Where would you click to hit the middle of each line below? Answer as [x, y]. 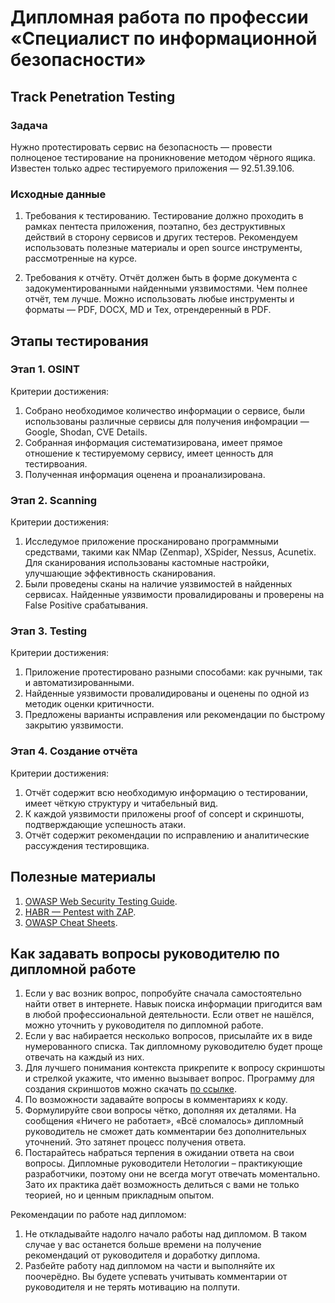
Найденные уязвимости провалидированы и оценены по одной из [167, 693]
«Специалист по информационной [164, 38]
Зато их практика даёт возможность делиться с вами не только [162, 1185]
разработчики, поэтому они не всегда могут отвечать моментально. [172, 1174]
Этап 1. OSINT [45, 369]
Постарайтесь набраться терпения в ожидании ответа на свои [159, 1153]
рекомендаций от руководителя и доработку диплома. [142, 1255]
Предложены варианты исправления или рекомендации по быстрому [175, 715]
